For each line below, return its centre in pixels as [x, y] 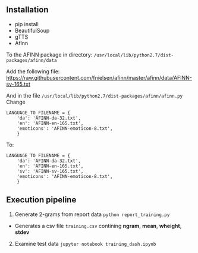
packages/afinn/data [32, 60]
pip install [26, 24]
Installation [27, 10]
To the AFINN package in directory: [49, 54]
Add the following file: [33, 71]
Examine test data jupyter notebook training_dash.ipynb [85, 243]
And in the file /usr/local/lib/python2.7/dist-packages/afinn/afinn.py [95, 95]
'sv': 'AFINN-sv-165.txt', [50, 171]
